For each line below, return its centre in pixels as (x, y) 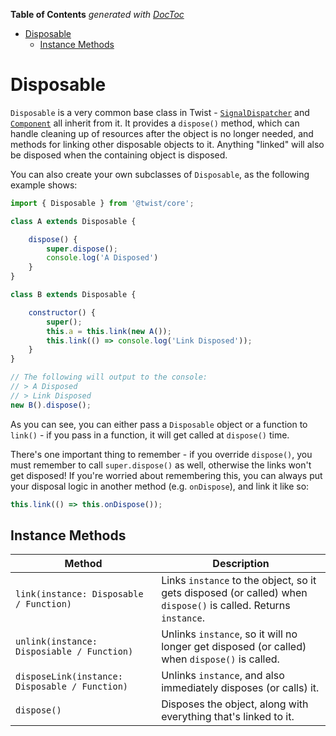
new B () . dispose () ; (51, 405)
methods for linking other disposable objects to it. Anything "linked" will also (167, 144)
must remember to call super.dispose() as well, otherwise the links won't (161, 465)
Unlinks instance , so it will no (229, 634)
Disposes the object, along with (235, 704)
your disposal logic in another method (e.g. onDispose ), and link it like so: (160, 486)
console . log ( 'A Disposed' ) (102, 258)
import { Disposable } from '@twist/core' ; (102, 203)
